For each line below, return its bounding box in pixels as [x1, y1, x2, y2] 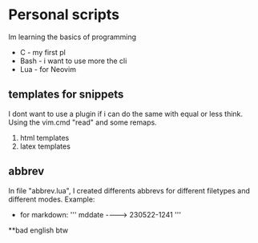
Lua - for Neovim [19, 64, 76, 74]
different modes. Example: [8, 194, 95, 204]
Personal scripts [8, 6, 120, 24]
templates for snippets [8, 88, 124, 102]
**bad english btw [8, 225, 69, 235]
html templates [19, 133, 70, 142]
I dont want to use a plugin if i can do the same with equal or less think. [8, 109, 243, 118]
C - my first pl [19, 47, 66, 57]
